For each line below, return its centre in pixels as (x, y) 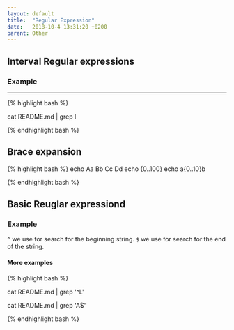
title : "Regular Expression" (51, 20)
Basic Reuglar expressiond (67, 204)
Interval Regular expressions (71, 61)
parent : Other (28, 33)
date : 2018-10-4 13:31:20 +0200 (57, 27)
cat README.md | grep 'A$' (47, 305)
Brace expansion (45, 152)
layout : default (31, 14)
